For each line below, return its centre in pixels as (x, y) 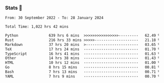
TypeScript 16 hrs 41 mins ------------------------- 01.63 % (83, 54)
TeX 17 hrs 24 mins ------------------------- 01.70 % (83, 49)
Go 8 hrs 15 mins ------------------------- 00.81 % (83, 67)
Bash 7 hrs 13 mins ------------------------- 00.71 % (83, 72)
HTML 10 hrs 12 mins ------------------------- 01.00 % (83, 63)
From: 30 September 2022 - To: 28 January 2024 (54, 18)
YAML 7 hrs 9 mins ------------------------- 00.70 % (83, 76)
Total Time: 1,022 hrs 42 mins (37, 27)
